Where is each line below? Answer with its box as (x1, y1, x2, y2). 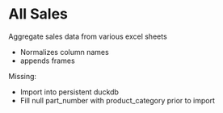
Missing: (8, 71, 37, 81)
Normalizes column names (19, 47, 109, 56)
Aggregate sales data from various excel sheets (8, 31, 167, 41)
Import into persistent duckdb (19, 86, 120, 97)
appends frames (19, 56, 75, 65)
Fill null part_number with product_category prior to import (19, 95, 216, 105)
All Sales (8, 5, 69, 23)
